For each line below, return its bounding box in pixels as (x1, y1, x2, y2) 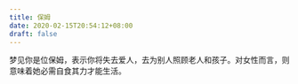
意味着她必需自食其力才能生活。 (9, 65, 126, 76)
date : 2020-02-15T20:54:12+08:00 (9, 21, 133, 30)
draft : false (9, 29, 58, 38)
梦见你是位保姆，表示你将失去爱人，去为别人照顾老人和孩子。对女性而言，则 (9, 55, 290, 65)
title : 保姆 (9, 12, 51, 22)
